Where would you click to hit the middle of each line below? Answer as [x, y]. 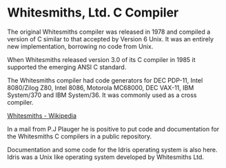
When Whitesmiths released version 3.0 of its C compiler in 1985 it [101, 59]
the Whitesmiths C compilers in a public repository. [80, 136]
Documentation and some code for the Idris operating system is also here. [113, 149]
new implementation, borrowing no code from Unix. [80, 46]
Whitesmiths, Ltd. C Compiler [93, 13]
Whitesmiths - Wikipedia [42, 116]
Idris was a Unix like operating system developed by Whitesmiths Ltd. [106, 157]
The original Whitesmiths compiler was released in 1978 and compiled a [109, 32]
